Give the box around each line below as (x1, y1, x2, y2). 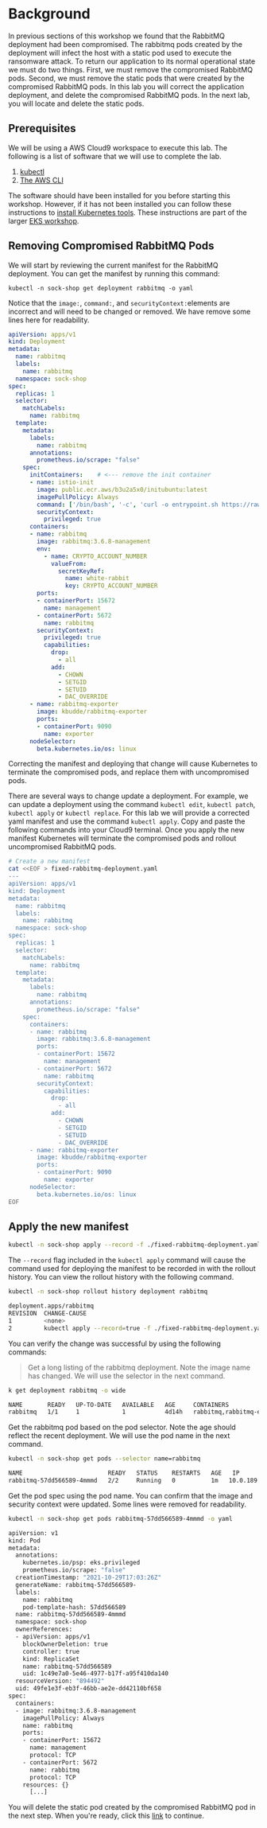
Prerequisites (8, 122, 76, 135)
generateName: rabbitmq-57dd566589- (15, 1580, 137, 1588)
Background (8, 5, 91, 23)
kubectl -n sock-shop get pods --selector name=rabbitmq (8, 1455, 201, 1463)
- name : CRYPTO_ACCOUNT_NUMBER (43, 552, 148, 560)
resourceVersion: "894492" (15, 1677, 105, 1686)
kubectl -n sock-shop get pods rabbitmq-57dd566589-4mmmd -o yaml (8, 1514, 233, 1522)
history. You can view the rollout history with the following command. (8, 1273, 234, 1282)
